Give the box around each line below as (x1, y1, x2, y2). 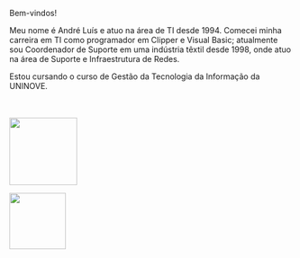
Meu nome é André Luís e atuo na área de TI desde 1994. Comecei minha (9, 25, 282, 35)
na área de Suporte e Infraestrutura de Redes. (9, 54, 180, 64)
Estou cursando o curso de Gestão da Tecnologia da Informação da (9, 71, 260, 82)
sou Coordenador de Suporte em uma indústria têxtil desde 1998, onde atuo (9, 44, 291, 55)
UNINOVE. (9, 81, 48, 91)
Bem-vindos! (9, 8, 57, 18)
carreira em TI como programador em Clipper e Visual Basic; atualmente (9, 35, 278, 45)
